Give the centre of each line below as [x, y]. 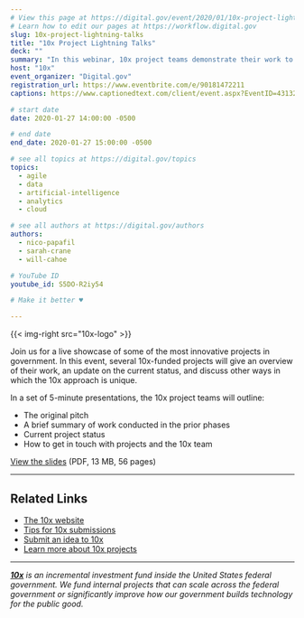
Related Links [49, 498]
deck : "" [27, 51]
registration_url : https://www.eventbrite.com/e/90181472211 [128, 85]
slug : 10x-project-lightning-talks [77, 34]
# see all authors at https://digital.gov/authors [107, 226]
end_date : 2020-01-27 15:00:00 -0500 [81, 143]
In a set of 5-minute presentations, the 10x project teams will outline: [138, 398]
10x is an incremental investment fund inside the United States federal [141, 575]
